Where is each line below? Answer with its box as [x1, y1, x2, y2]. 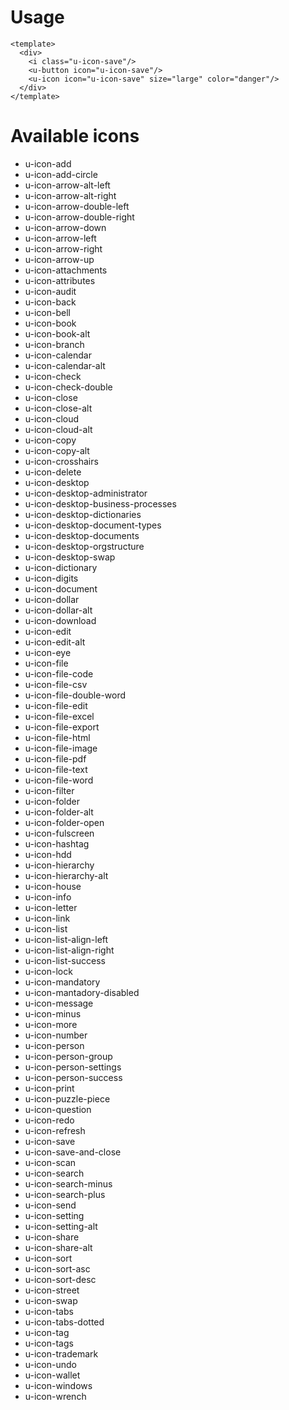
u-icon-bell [24, 306, 71, 318]
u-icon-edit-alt [24, 636, 86, 648]
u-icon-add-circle [24, 168, 98, 180]
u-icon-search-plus [24, 1188, 106, 1200]
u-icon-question [24, 1103, 92, 1115]
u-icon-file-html [24, 731, 91, 743]
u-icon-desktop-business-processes [24, 497, 177, 510]
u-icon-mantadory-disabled [24, 986, 140, 998]
